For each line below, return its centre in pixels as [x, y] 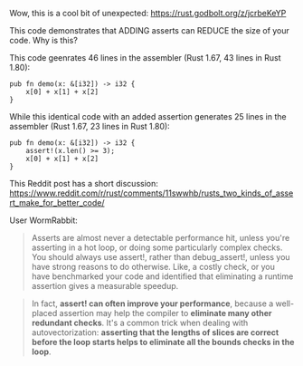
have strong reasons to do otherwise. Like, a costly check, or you [153, 267]
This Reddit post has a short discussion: [84, 183]
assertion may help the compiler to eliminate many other [166, 313]
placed [44, 313]
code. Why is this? [44, 40]
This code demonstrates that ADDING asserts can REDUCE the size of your [149, 30]
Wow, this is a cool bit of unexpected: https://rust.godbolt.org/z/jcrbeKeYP [148, 13]
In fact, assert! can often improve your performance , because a [152, 303]
